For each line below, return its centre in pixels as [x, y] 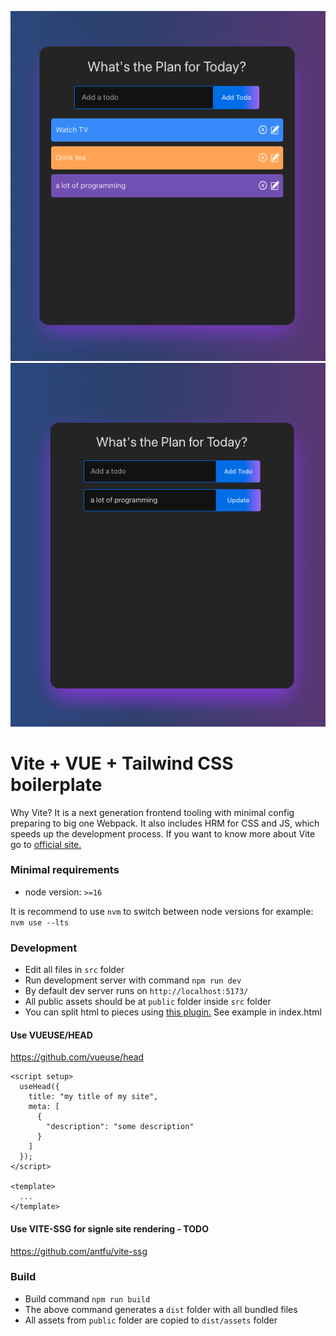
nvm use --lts [40, 922]
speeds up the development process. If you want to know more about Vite [163, 833]
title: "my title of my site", [93, 1097]
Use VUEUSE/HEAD [51, 1035]
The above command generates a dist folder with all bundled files [161, 1309]
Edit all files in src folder [74, 970]
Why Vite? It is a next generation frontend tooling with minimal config [152, 812]
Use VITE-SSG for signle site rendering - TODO [109, 1228]
